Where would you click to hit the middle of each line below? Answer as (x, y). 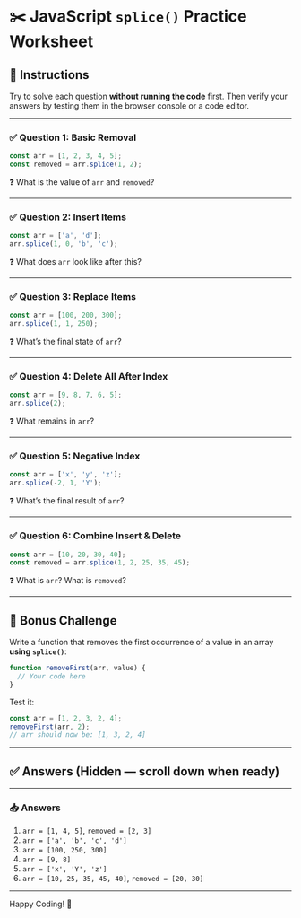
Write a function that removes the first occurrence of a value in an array (142, 643)
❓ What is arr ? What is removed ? (68, 581)
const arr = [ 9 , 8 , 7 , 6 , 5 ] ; (66, 395)
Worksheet (52, 42)
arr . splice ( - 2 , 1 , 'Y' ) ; (56, 483)
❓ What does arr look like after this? (75, 262)
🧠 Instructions (49, 75)
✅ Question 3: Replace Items (73, 297)
